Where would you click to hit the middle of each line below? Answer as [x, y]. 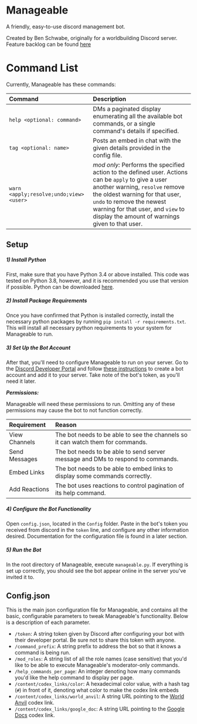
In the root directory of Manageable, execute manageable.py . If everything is [97, 565]
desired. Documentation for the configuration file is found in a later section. [97, 536]
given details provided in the [132, 148]
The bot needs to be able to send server [111, 452]
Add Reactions [29, 490]
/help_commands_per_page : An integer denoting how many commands [97, 671]
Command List [42, 68]
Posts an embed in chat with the [137, 140]
